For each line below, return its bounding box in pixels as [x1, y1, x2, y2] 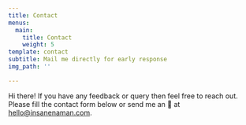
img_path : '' [8, 63, 51, 71]
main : [15, 26, 34, 34]
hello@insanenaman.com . [8, 108, 92, 117]
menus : [8, 19, 30, 27]
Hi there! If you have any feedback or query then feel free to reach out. [8, 91, 238, 101]
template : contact [8, 48, 69, 56]
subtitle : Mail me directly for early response [8, 56, 168, 64]
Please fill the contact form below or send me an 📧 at [8, 99, 181, 108]
